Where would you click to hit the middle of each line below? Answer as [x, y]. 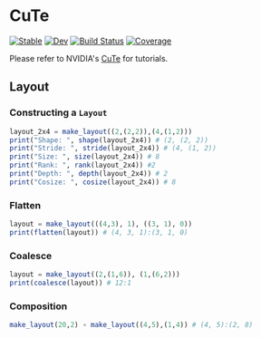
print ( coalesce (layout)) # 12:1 [70, 283]
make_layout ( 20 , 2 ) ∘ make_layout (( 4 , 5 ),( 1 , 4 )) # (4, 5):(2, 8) [131, 325]
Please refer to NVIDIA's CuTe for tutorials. [89, 58]
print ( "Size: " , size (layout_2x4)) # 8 [85, 157]
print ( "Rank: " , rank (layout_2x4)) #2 [82, 165]
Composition [39, 306]
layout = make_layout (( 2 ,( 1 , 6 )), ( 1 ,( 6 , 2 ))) [95, 275]
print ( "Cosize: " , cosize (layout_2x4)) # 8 [93, 182]
